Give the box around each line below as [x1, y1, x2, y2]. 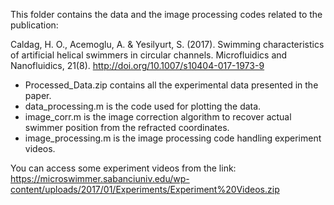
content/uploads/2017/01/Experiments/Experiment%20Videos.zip [10, 184, 280, 195]
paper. [24, 90, 52, 101]
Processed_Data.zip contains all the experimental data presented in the [24, 79, 319, 91]
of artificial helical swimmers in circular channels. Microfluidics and [10, 49, 288, 61]
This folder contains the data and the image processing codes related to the [10, 9, 323, 20]
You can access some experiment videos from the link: [10, 162, 237, 174]
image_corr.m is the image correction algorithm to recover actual [24, 111, 292, 123]
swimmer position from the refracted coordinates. [24, 122, 230, 133]
